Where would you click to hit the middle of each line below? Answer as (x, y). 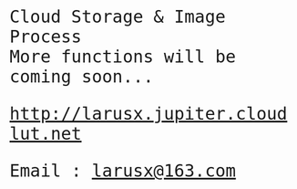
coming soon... (82, 76)
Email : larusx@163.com (123, 171)
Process (46, 37)
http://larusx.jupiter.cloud (148, 114)
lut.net (46, 134)
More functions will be (123, 57)
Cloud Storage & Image (118, 17)
